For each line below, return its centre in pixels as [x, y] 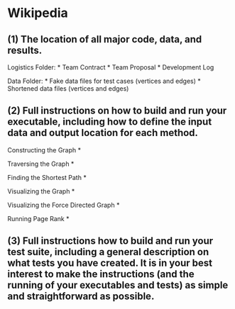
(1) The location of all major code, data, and [105, 39]
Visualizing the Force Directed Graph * [64, 205]
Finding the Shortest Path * [47, 177]
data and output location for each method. [103, 133]
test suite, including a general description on [108, 252]
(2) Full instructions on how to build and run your [117, 111]
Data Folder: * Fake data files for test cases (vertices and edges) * [104, 81]
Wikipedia [38, 13]
